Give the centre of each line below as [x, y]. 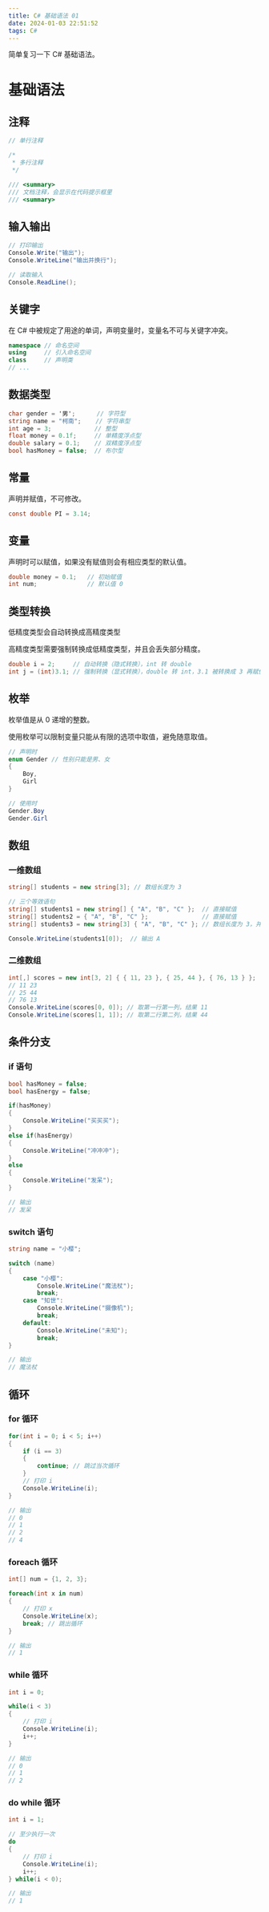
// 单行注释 [26, 141]
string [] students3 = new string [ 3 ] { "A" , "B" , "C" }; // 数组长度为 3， [132, 924]
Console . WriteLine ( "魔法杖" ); [86, 1286]
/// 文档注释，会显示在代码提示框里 [60, 192]
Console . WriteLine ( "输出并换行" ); [63, 261]
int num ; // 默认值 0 [66, 584]
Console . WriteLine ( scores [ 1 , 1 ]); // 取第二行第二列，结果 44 [108, 1015]
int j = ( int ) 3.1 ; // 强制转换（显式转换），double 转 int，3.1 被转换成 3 [126, 672]
